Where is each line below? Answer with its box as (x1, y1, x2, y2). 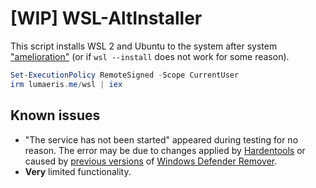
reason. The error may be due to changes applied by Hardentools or (24, 144, 306, 156)
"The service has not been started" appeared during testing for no (24, 133, 299, 146)
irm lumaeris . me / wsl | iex (10, 79, 123, 89)
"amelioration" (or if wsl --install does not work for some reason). (10, 50, 290, 62)
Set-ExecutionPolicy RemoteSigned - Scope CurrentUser (10, 70, 240, 80)
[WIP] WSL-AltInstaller (10, 7, 203, 30)
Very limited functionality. (24, 165, 132, 177)
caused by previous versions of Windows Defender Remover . (24, 155, 278, 167)
